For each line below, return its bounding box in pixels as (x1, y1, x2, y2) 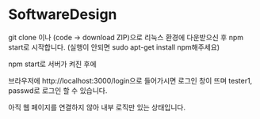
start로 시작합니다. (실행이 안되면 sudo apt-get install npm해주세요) (8, 42, 220, 52)
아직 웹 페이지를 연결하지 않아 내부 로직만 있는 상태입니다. (8, 102, 186, 112)
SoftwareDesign (8, 6, 117, 24)
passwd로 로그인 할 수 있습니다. (8, 85, 108, 95)
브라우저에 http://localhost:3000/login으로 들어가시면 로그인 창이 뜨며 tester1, (8, 76, 253, 85)
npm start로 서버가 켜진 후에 (8, 59, 97, 69)
